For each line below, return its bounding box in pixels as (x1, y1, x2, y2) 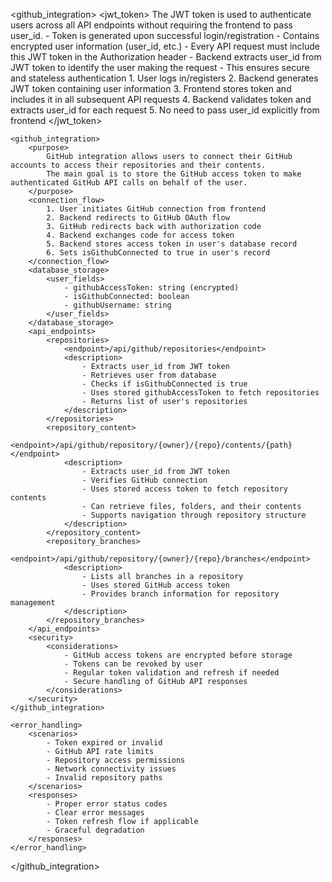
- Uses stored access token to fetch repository (81, 484, 288, 494)
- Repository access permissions (46, 755, 186, 765)
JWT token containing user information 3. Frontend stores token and (10, 83, 292, 94)
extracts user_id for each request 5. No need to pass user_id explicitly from (10, 104, 320, 116)
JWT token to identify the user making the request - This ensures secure (10, 62, 310, 73)
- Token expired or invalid (46, 738, 163, 748)
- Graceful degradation (46, 825, 145, 835)
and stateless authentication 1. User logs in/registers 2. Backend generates (10, 72, 319, 84)
